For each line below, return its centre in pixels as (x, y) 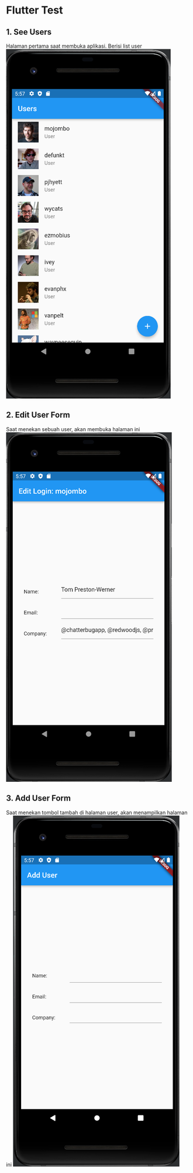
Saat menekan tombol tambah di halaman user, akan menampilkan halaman (97, 812)
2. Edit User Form (38, 415)
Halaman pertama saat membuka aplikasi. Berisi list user (74, 46)
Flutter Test (35, 10)
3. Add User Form (39, 799)
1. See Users (29, 32)
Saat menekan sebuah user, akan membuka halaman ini (73, 429)
